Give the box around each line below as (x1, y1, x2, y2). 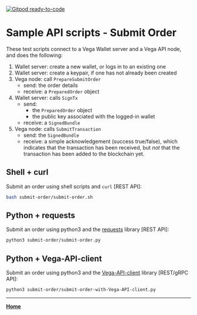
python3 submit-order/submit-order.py (6, 238, 101, 243)
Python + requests (6, 211, 76, 221)
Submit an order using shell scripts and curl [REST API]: (6, 182, 142, 190)
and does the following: (6, 52, 63, 59)
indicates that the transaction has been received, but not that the (23, 144, 180, 151)
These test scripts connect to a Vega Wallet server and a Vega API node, (6, 45, 182, 52)
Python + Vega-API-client (6, 253, 103, 263)
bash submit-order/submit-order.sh (6, 194, 93, 200)
